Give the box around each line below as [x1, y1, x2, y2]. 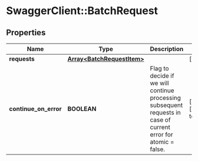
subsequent [150, 101, 183, 109]
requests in [150, 109, 181, 116]
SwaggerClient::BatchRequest [6, 4, 158, 18]
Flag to [150, 65, 169, 72]
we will [150, 79, 169, 87]
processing [150, 94, 181, 102]
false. [150, 145, 166, 153]
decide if [150, 72, 174, 80]
